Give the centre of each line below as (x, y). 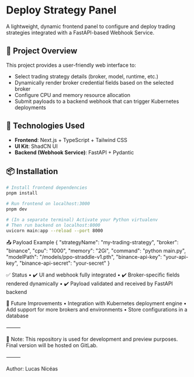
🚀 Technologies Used (45, 126)
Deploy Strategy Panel (61, 10)
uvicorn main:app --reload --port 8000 (55, 231)
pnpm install (22, 193)
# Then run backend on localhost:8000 (53, 225)
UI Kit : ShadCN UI (36, 146)
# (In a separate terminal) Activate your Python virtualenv (82, 220)
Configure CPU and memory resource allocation (72, 95)
